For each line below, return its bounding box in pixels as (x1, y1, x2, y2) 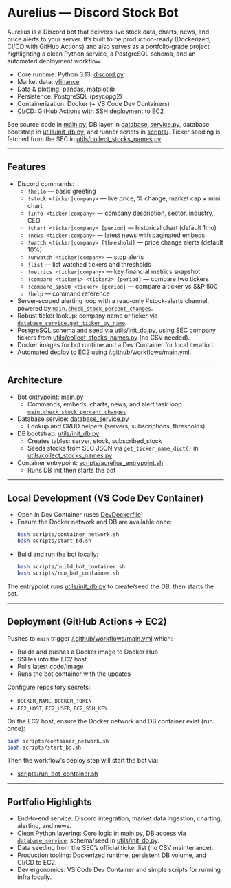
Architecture (7, 374, 63, 386)
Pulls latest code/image (16, 662, 84, 670)
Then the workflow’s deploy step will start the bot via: (7, 756, 159, 765)
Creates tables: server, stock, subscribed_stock (27, 436, 163, 445)
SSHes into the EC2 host (16, 654, 87, 663)
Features (7, 161, 46, 173)
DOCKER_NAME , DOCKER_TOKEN (16, 696, 92, 704)
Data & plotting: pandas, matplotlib (16, 85, 115, 93)
